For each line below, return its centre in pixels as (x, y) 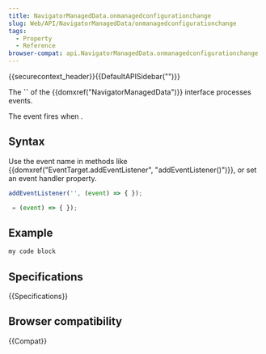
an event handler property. (53, 178)
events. (21, 101)
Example (31, 232)
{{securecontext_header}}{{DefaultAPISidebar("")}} (94, 76)
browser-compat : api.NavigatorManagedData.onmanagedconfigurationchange (133, 53)
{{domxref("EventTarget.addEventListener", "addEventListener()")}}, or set (133, 170)
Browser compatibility (65, 321)
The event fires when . (46, 116)
